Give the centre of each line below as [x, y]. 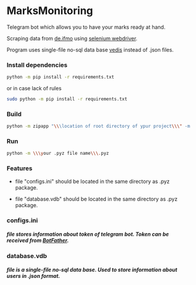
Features [20, 168]
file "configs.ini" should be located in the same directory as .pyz [92, 181]
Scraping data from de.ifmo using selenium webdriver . [72, 38]
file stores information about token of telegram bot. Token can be [88, 234]
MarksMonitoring [50, 11]
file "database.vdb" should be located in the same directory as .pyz [96, 199]
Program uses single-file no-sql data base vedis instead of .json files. [90, 50]
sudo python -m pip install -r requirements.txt [67, 99]
